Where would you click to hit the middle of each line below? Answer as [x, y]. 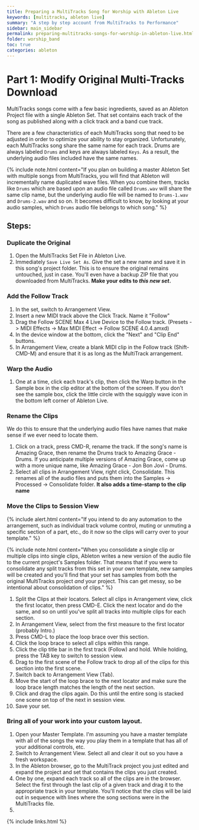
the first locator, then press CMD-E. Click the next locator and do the [99, 605]
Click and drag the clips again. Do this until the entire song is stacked [99, 693]
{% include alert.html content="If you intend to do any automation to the [94, 519]
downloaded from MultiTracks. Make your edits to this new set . [93, 281]
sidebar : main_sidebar [35, 28]
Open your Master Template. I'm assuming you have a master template [101, 734]
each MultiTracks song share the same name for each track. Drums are [93, 145]
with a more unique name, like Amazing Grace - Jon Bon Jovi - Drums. [101, 466]
